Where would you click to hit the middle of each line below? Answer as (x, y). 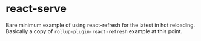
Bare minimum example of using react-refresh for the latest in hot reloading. (100, 25)
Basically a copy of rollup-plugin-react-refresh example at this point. (94, 31)
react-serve (36, 9)
